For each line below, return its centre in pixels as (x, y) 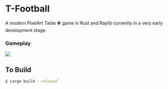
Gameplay (18, 43)
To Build (18, 70)
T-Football (27, 9)
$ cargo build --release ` (32, 81)
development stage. (26, 30)
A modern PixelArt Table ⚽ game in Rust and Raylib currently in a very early (84, 23)
